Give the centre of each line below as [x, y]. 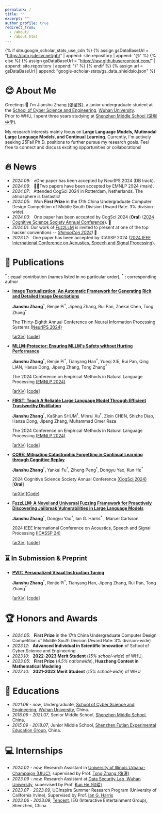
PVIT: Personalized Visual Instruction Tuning [58, 572]
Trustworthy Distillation [37, 405]
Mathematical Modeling [37, 666]
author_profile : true [27, 23]
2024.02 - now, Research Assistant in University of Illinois [70, 767]
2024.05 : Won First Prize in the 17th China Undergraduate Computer [82, 201]
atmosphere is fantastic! [36, 196]
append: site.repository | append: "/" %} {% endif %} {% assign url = [74, 66]
